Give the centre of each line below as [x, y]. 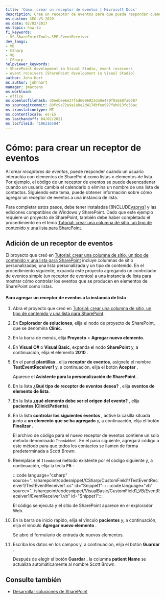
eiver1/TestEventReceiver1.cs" [43, 486]
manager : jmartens [24, 87]
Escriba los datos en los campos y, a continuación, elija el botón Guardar [86, 545]
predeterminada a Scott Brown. [44, 451]
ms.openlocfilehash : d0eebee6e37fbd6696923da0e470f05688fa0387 [71, 101]
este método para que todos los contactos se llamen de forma [75, 446]
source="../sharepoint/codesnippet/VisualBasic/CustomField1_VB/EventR [86, 491]
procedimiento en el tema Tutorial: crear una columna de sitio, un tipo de [79, 223]
